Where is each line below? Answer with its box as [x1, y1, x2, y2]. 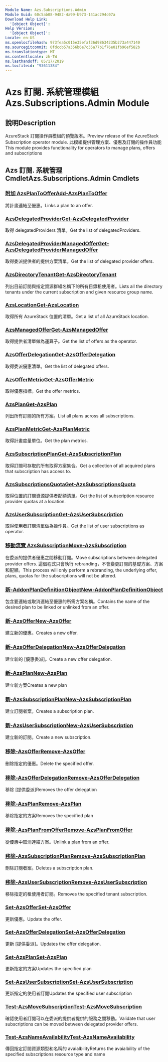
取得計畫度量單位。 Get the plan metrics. [5, 437, 88, 444]
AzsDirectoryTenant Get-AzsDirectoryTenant [5, 271, 117, 278]
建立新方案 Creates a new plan [5, 682, 67, 688]
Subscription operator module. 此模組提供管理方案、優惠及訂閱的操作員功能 [5, 139, 162, 145]
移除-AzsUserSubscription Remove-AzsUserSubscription [5, 878, 147, 885]
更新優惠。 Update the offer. [5, 916, 63, 922]
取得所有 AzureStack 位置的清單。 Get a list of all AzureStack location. [5, 314, 149, 319]
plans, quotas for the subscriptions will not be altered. [5, 572, 117, 578]
